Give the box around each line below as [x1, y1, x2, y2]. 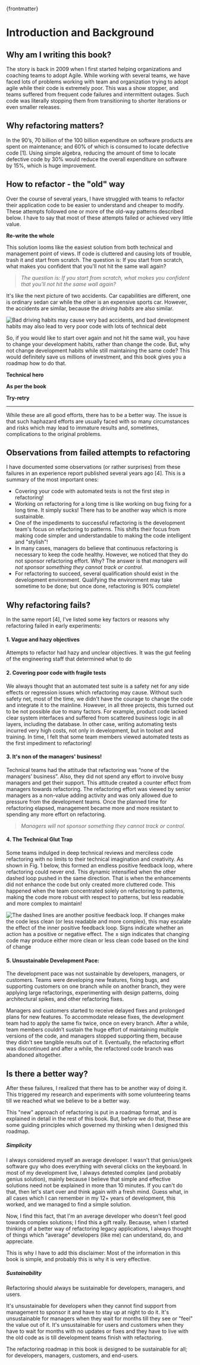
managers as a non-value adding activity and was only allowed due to [6, 792, 178, 799]
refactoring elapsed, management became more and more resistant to [6, 804, 179, 811]
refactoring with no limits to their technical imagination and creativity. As [6, 856, 183, 863]
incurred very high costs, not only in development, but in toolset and [6, 727, 174, 734]
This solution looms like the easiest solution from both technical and [6, 243, 173, 251]
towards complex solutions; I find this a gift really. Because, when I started [6, 1219, 189, 1226]
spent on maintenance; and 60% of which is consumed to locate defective [6, 143, 189, 150]
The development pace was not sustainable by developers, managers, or [6, 970, 185, 977]
